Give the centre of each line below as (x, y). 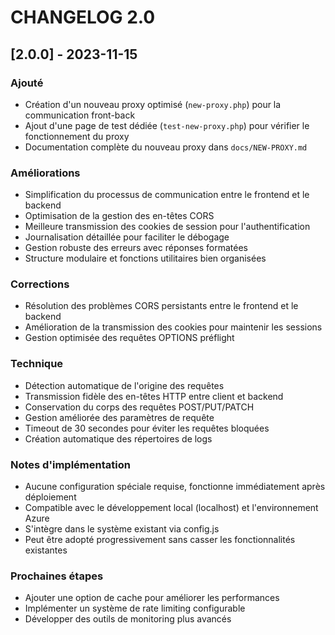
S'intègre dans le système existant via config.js (122, 529)
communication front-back (80, 115)
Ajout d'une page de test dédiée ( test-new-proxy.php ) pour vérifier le (167, 125)
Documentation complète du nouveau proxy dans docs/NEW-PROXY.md (166, 147)
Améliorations (45, 173)
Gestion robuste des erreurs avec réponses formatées (136, 248)
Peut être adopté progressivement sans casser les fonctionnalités (160, 540)
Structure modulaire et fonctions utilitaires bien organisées (145, 258)
